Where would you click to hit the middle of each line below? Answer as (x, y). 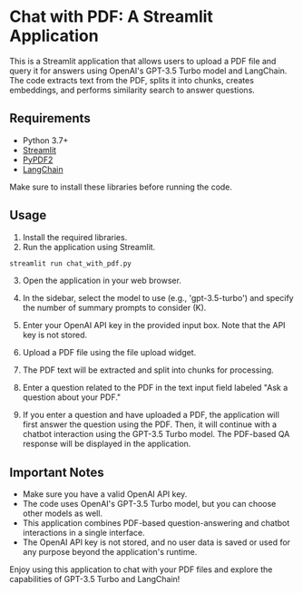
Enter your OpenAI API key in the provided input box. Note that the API (154, 326)
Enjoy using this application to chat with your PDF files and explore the (141, 569)
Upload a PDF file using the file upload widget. (109, 353)
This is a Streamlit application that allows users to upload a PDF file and (143, 61)
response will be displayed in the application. (107, 444)
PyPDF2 (38, 160)
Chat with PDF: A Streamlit (111, 17)
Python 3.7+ (45, 140)
